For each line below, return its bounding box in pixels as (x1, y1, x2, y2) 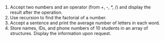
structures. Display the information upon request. (9, 31, 111, 36)
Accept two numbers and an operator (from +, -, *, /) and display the (9, 4, 151, 10)
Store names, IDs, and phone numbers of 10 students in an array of (9, 25, 148, 31)
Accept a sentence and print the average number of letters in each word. (9, 20, 160, 26)
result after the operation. (9, 9, 63, 15)
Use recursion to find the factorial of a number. (9, 15, 106, 20)
